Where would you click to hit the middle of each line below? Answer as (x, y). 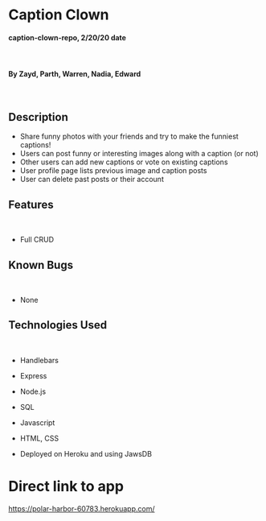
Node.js (33, 391)
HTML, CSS (39, 438)
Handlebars (39, 360)
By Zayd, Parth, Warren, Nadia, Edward (75, 73)
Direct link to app (66, 487)
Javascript (37, 422)
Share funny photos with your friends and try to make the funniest (129, 136)
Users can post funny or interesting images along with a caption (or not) (139, 154)
